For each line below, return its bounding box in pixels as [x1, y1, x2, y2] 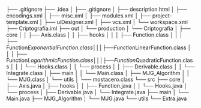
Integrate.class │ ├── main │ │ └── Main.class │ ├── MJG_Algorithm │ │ [6, 70, 190, 76]
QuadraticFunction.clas [135, 57, 193, 64]
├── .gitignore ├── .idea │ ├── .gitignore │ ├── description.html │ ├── [6, 6, 188, 13]
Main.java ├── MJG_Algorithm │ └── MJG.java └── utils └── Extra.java [6, 95, 187, 102]
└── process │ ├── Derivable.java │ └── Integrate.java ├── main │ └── [6, 89, 189, 95]
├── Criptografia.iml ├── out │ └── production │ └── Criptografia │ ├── [6, 25, 191, 32]
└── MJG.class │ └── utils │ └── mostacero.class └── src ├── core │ [6, 76, 185, 83]
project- [152, 12, 172, 19]
